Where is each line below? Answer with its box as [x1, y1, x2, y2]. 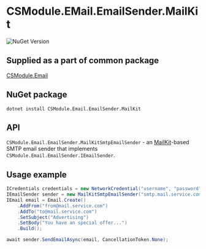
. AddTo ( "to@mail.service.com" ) [17, 209, 97, 215]
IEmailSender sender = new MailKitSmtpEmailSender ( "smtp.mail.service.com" [6, 191, 204, 197]
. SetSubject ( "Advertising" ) [17, 214, 89, 220]
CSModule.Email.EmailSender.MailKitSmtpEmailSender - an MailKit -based [6, 139, 189, 146]
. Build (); [17, 226, 43, 232]
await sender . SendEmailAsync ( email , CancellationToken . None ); [6, 237, 169, 243]
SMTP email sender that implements [6, 145, 98, 153]
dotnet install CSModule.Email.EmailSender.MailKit [6, 105, 141, 112]
